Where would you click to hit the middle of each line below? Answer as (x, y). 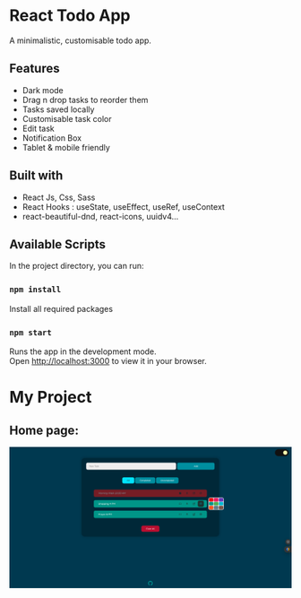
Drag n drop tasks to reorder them (85, 100)
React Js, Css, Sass (59, 197)
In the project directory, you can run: (77, 266)
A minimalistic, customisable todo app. (81, 40)
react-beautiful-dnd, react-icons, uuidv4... (100, 216)
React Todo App (70, 16)
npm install (35, 290)
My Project (51, 398)
